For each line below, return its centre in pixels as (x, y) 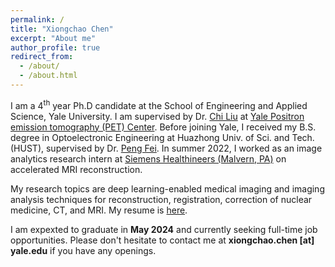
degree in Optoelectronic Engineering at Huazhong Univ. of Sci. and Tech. (162, 137)
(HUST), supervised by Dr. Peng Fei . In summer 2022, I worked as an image (166, 148)
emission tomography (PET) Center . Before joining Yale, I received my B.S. (163, 127)
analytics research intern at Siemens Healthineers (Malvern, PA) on (148, 158)
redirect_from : (42, 57)
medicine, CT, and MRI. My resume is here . (99, 210)
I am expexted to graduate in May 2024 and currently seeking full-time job (164, 229)
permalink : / (37, 19)
